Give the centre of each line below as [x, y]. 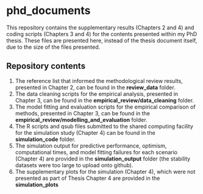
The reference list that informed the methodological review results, [99, 81]
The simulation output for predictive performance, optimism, [91, 145]
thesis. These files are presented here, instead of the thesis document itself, [102, 40]
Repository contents [46, 66]
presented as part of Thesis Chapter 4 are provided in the [87, 178]
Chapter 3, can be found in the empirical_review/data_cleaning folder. [104, 100]
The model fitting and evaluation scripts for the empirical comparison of [105, 107]
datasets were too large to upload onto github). [74, 165]
